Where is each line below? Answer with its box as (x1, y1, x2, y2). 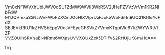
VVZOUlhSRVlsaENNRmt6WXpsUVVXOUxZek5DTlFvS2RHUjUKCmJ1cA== (5, 35, 156, 41)
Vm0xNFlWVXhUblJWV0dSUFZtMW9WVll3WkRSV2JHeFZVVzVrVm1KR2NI (5, 4, 159, 10)
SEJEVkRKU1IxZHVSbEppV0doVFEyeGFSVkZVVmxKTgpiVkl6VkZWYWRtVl (5, 25, 158, 31)
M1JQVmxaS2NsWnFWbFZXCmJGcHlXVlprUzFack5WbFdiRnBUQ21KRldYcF (5, 15, 161, 20)
